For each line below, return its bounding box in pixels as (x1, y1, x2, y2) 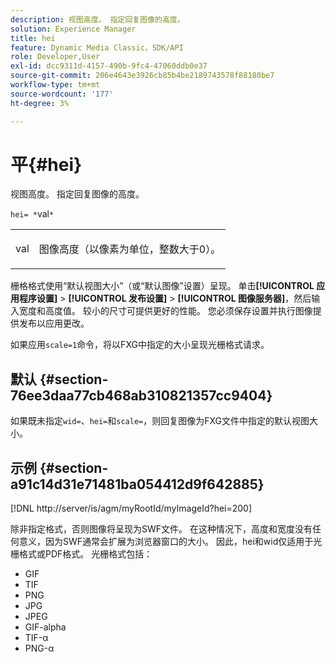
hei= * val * (10, 208, 55, 220)
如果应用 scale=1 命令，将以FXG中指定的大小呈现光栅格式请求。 (10, 339, 270, 351)
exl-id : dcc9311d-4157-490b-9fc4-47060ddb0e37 (10, 61, 208, 71)
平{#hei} (10, 153, 83, 176)
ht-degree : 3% (10, 98, 70, 108)
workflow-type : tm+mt (10, 80, 101, 90)
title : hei (10, 33, 56, 43)
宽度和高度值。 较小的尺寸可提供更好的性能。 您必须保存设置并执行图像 (18, 305, 313, 317)
